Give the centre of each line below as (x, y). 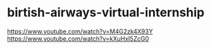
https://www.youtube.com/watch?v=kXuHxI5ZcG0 (78, 38)
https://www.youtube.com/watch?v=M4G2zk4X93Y (80, 31)
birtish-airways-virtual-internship (106, 13)
